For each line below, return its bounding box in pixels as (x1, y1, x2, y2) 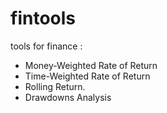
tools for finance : (10, 40, 83, 52)
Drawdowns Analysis (24, 91, 112, 103)
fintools (10, 7, 76, 30)
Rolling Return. (24, 80, 86, 92)
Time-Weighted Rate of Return (24, 70, 151, 82)
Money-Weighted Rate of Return (24, 59, 158, 71)
